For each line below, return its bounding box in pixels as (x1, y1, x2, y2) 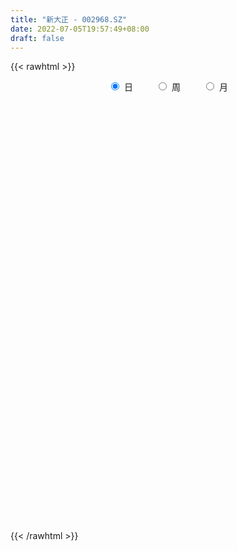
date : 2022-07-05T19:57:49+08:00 (10, 24, 150, 34)
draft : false (10, 33, 65, 43)
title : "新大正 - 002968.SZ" (10, 14, 128, 25)
